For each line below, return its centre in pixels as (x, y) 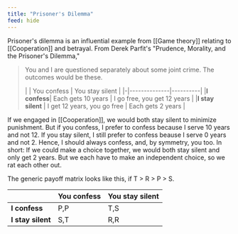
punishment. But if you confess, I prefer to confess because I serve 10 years (119, 127)
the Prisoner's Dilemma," (44, 56)
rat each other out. (34, 165)
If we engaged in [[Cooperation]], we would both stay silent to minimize (112, 119)
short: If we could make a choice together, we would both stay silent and (114, 150)
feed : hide (23, 21)
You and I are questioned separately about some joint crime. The (119, 69)
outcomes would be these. (64, 77)
